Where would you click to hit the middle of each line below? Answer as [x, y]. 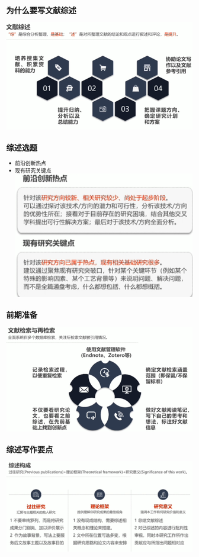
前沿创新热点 [30, 163]
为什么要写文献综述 [41, 11]
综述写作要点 [30, 450]
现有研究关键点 [33, 170]
